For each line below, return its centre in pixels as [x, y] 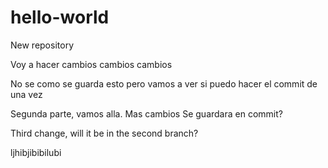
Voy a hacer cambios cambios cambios [91, 64]
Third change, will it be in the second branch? [104, 133]
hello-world [60, 17]
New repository [42, 45]
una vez [26, 94]
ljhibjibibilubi [36, 152]
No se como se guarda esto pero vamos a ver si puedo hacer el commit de [164, 83]
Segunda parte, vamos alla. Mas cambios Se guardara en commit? [146, 113]
